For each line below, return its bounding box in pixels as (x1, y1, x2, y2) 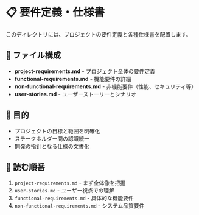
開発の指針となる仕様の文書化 (14, 143, 89, 150)
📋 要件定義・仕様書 (5, 5, 105, 19)
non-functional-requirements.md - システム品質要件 (14, 202, 145, 210)
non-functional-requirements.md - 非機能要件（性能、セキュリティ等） (14, 83, 197, 90)
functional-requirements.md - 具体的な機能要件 (14, 194, 134, 202)
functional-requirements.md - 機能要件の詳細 (14, 75, 131, 82)
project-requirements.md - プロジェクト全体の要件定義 (14, 68, 156, 75)
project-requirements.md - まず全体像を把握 (14, 179, 126, 186)
